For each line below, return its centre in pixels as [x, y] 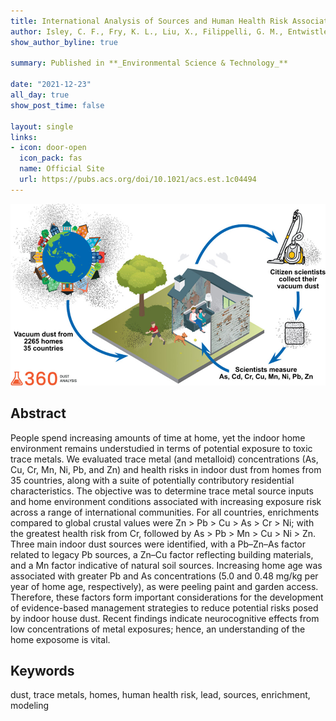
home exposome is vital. [60, 639]
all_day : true [40, 95]
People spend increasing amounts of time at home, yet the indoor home [158, 437]
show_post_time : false [57, 105]
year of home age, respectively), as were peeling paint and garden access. [164, 586]
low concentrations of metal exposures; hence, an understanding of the [158, 629]
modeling [30, 706]
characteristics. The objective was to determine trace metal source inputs [162, 491]
